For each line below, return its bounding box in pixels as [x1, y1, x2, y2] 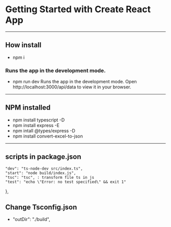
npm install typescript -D [12, 117, 65, 123]
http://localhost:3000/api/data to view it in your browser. [12, 84, 131, 90]
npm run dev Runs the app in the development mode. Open [12, 79, 137, 85]
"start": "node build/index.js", [5, 170, 76, 176]
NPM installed [5, 103, 51, 112]
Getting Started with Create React [5, 4, 151, 15]
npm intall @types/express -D [12, 127, 75, 134]
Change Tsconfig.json [5, 203, 77, 212]
